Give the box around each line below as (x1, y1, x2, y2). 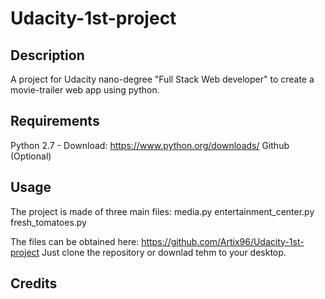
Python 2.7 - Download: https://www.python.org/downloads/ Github (10, 139, 290, 151)
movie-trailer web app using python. (10, 84, 160, 96)
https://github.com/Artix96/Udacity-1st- (141, 235, 305, 247)
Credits (10, 275, 58, 292)
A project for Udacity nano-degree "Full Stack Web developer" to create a (10, 73, 315, 85)
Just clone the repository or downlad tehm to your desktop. (41, 246, 287, 258)
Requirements (10, 113, 100, 130)
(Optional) (10, 150, 52, 162)
